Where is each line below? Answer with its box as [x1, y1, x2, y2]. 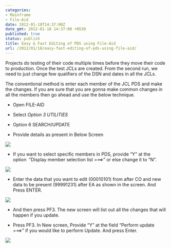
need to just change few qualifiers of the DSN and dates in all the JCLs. [5, 70, 157, 77]
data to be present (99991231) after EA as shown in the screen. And [12, 181, 156, 187]
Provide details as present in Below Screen [12, 131, 104, 138]
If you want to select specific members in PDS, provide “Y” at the [12, 151, 150, 157]
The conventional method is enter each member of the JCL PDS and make [5, 81, 163, 87]
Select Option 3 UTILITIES [12, 111, 68, 118]
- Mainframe [5, 12, 31, 17]
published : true [5, 31, 40, 36]
